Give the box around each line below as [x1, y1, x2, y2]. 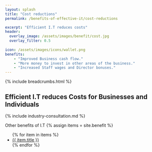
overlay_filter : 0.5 [9, 38, 51, 44]
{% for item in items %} [12, 132, 59, 137]
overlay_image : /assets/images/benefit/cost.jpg [9, 34, 109, 39]
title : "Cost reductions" [5, 12, 57, 16]
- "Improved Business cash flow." [14, 56, 83, 61]
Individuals [5, 100, 40, 108]
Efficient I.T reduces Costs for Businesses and [5, 92, 148, 101]
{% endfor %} [12, 142, 40, 148]
